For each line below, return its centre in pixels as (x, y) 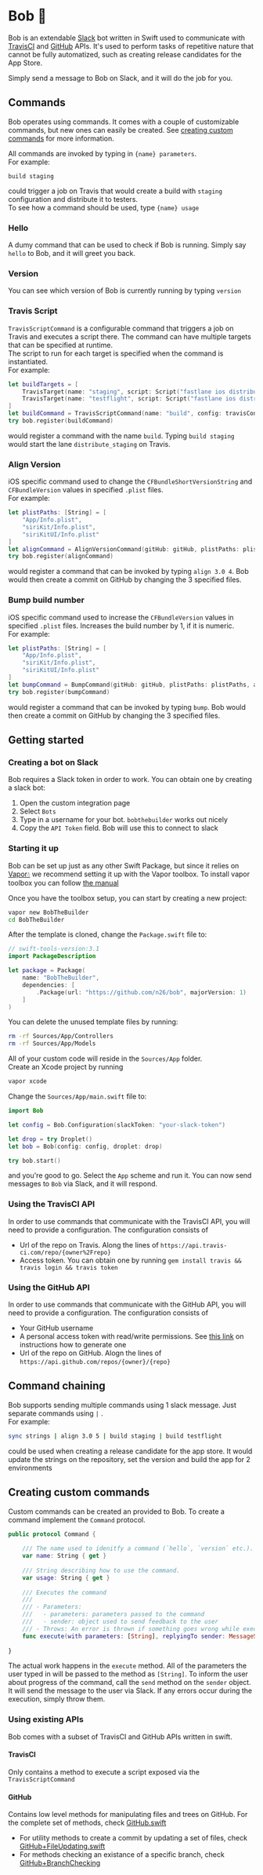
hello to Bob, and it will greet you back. (72, 254)
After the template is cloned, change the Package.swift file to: (108, 934)
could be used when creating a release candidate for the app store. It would (130, 1451)
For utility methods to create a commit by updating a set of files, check (133, 1838)
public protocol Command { (52, 1534)
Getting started (46, 740)
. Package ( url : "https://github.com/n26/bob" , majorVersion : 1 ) (141, 992)
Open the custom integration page (75, 803)
